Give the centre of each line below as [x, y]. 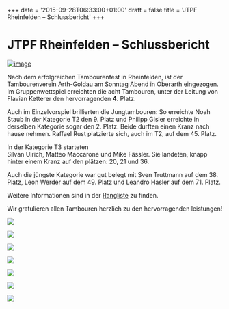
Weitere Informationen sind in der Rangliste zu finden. [83, 195]
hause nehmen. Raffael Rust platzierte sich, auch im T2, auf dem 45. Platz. [112, 133]
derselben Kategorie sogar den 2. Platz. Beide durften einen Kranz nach [108, 126]
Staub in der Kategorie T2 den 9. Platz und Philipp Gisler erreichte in [103, 119]
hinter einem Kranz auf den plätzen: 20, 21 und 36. [78, 161]
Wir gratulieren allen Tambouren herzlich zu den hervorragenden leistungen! [115, 209]
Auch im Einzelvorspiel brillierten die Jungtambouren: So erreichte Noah [109, 111]
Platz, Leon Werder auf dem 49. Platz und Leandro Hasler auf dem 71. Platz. [114, 182]
